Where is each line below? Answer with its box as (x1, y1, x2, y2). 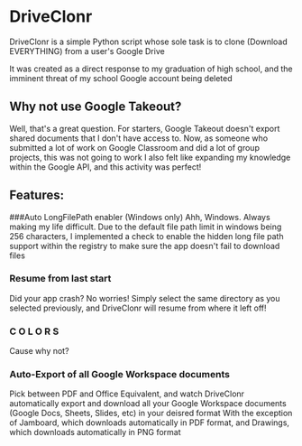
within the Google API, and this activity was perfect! (9, 161, 202, 172)
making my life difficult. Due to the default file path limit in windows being (9, 221, 282, 232)
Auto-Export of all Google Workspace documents (9, 368, 230, 381)
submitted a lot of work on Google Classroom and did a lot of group (9, 142, 260, 153)
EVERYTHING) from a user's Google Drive (9, 45, 165, 56)
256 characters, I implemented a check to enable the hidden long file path (9, 230, 284, 241)
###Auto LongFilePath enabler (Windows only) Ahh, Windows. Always (9, 211, 270, 222)
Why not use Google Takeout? (9, 99, 182, 115)
